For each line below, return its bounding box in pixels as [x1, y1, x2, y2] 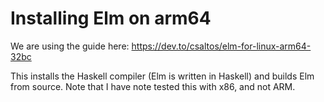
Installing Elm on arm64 [10, 7, 212, 30]
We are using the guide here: [10, 40, 130, 52]
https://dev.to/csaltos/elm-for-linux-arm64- [131, 40, 312, 52]
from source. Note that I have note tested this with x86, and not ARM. [10, 80, 296, 92]
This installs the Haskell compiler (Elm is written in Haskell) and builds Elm [10, 70, 315, 82]
